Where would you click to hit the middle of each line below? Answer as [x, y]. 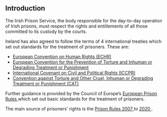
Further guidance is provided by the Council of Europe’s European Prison [81, 93]
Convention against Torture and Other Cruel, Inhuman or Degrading [83, 78]
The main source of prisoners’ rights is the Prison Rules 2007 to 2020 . [79, 108]
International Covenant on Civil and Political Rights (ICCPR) [74, 73]
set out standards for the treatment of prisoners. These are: [67, 47]
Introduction [25, 8]
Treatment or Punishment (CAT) [46, 83]
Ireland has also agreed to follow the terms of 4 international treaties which [83, 41]
